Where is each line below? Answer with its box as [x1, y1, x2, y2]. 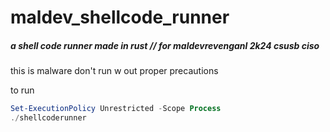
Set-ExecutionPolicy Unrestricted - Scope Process [10, 104, 222, 114]
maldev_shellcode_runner [10, 6, 230, 29]
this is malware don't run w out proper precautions [10, 65, 219, 77]
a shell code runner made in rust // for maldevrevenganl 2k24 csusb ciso [10, 39, 320, 51]
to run [10, 84, 35, 96]
